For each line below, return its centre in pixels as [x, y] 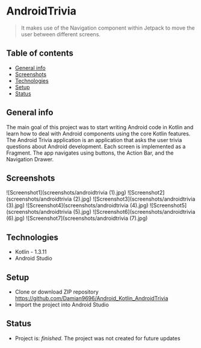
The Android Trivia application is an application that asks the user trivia [94, 140]
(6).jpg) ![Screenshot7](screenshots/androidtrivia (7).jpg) [77, 218]
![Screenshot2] [146, 193]
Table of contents [40, 53]
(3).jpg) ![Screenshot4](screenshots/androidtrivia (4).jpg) [77, 205]
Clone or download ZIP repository [57, 292]
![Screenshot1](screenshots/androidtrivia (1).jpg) [66, 193]
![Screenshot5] [168, 205]
